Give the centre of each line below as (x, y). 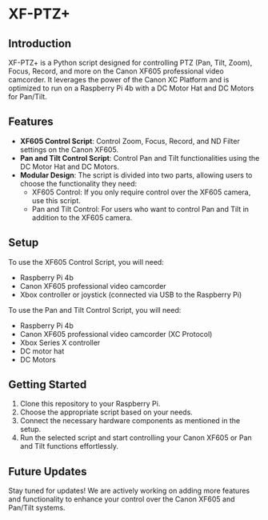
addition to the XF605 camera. (82, 218)
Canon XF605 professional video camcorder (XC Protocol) (116, 334)
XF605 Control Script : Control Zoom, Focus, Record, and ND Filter (130, 141)
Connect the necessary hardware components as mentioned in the (130, 421)
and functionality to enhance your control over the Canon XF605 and (122, 499)
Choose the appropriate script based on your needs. (106, 412)
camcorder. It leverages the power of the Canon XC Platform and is (119, 80)
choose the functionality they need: (78, 183)
